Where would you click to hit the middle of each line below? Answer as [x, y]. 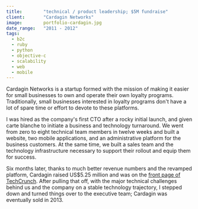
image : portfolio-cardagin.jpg [54, 22]
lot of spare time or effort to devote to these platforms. [73, 108]
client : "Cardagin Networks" [50, 17]
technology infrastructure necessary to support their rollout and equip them [98, 151]
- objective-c [29, 56]
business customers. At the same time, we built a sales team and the [90, 144]
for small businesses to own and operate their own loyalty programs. [90, 95]
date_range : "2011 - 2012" [42, 28]
